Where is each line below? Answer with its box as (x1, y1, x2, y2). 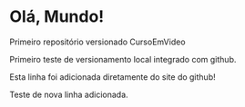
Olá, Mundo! (9, 6, 105, 27)
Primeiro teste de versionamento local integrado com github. (9, 53, 237, 64)
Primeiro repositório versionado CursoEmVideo (9, 36, 186, 47)
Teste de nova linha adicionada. (9, 89, 129, 100)
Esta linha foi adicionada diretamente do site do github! (9, 71, 216, 83)
